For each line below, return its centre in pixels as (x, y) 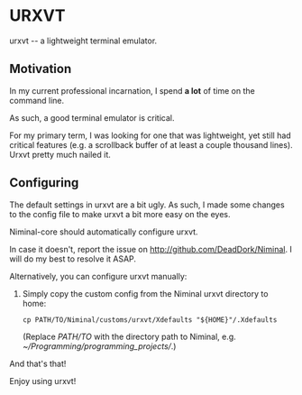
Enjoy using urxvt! (43, 381)
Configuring (44, 183)
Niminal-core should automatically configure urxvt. (104, 232)
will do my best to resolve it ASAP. (73, 259)
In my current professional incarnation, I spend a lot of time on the (132, 90)
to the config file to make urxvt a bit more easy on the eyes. (120, 214)
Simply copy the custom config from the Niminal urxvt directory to (145, 293)
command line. (37, 100)
